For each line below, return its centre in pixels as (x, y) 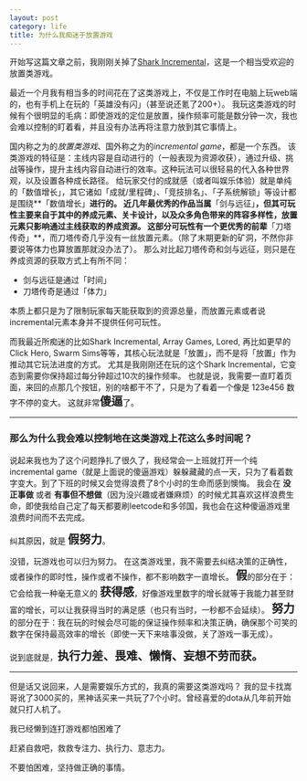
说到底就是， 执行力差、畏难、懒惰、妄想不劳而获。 (136, 656)
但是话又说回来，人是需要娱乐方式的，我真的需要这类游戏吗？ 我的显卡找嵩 (151, 686)
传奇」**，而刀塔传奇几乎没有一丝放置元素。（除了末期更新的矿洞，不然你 (148, 237)
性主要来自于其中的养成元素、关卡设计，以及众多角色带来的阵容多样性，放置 (153, 215)
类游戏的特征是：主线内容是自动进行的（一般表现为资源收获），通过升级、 (148, 158)
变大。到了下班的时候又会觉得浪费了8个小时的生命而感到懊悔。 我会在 (149, 483)
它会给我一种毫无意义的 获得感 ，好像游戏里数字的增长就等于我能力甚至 (148, 592)
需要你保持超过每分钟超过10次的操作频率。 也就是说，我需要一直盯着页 (159, 376)
